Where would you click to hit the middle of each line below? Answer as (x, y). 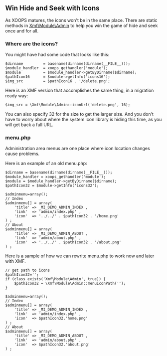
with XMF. (15, 261)
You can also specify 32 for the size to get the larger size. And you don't (79, 114)
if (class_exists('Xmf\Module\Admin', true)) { (56, 279)
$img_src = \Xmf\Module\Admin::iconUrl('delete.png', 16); (68, 105)
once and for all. (22, 31)
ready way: (17, 96)
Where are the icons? (32, 43)
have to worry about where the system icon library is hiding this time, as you (83, 120)
